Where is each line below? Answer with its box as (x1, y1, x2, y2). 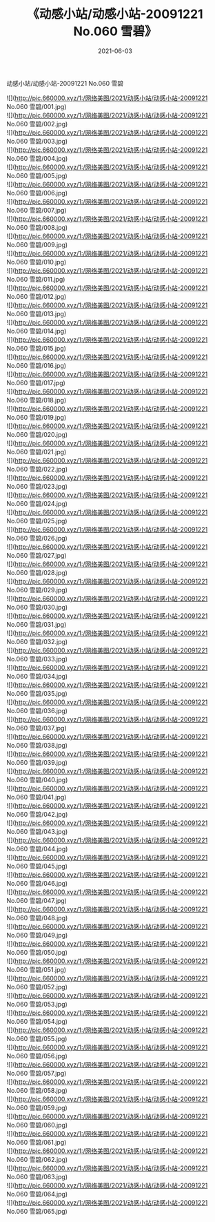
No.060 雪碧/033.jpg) (6, 654, 68, 663)
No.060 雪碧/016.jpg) (6, 361, 67, 369)
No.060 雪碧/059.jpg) (6, 1103, 68, 1112)
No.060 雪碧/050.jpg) (6, 948, 68, 956)
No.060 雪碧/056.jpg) (6, 1051, 68, 1060)
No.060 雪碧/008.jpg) (6, 223, 68, 231)
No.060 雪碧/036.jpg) (6, 706, 68, 715)
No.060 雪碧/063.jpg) (6, 1172, 68, 1181)
